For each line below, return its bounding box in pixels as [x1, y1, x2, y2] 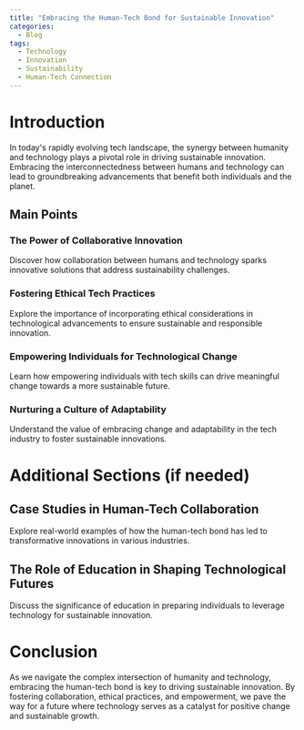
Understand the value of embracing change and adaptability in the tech [9, 424, 278, 435]
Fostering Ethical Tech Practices [9, 288, 156, 300]
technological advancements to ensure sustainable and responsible [9, 318, 263, 329]
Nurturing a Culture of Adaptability [9, 402, 167, 415]
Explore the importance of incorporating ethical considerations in [9, 308, 254, 319]
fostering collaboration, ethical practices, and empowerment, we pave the [9, 691, 287, 702]
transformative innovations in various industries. [9, 535, 190, 546]
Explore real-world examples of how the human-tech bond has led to [9, 525, 269, 537]
